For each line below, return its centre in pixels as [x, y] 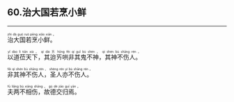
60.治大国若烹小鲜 [47, 12]
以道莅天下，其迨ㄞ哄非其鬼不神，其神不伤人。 [74, 57]
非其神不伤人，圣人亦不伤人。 [50, 74]
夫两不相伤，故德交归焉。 [44, 92]
